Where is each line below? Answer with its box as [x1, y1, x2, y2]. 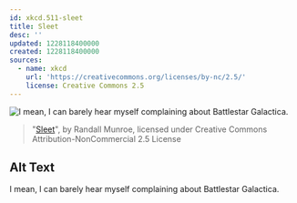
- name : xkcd [17, 65, 67, 74]
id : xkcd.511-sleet [9, 13, 84, 23]
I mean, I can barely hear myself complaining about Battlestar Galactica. [9, 184, 280, 195]
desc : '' [9, 30, 43, 39]
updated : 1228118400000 [9, 38, 100, 48]
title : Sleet [9, 22, 59, 31]
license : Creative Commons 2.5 [26, 81, 145, 90]
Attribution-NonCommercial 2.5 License [31, 133, 182, 144]
